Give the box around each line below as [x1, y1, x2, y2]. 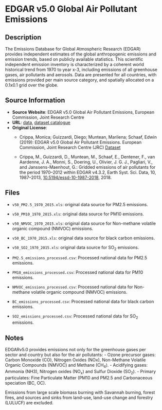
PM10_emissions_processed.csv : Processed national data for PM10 [12, 269, 144, 275]
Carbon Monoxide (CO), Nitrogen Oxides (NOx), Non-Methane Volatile [5, 357, 146, 363]
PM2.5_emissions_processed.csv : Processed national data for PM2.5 [12, 255, 147, 261]
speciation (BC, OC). [5, 380, 46, 386]
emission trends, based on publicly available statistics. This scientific [5, 56, 144, 62]
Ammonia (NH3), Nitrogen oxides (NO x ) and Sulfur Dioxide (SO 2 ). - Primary [5, 368, 156, 375]
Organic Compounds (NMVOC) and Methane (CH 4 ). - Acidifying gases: [5, 362, 148, 369]
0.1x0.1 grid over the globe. [5, 82, 58, 88]
